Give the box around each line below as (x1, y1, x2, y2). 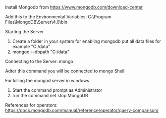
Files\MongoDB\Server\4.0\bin (5, 19, 68, 25)
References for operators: (5, 102, 58, 108)
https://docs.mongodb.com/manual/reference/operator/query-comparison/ (5, 108, 159, 113)
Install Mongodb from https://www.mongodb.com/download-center (5, 4, 143, 10)
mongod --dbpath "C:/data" (12, 49, 69, 55)
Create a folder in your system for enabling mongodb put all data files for (12, 38, 162, 44)
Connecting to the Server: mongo (5, 59, 73, 64)
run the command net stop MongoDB (12, 93, 88, 98)
